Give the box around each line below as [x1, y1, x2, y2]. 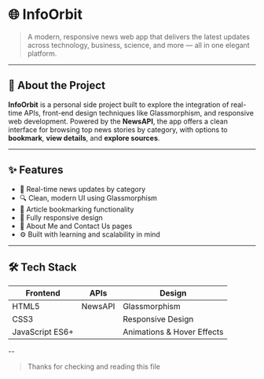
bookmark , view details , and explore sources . [8, 133, 160, 142]
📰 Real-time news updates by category [19, 184, 146, 193]
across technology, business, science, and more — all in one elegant [27, 40, 250, 50]
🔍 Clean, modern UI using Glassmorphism [19, 193, 157, 202]
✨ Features [8, 164, 64, 177]
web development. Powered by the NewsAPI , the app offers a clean [8, 116, 228, 126]
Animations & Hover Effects [123, 326, 224, 337]
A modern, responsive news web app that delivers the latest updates [27, 31, 250, 41]
